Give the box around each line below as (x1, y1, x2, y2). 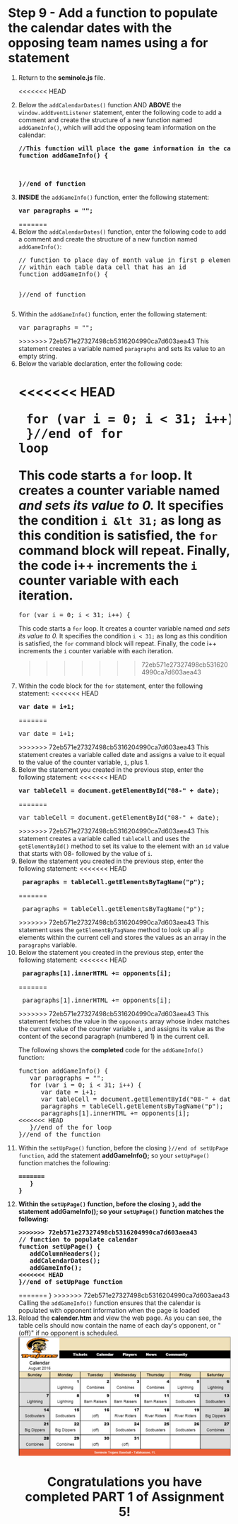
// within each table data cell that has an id (18, 263, 186, 271)
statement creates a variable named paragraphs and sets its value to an (18, 344, 225, 352)
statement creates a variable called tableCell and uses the (18, 834, 190, 843)
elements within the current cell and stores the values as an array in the (18, 933, 227, 941)
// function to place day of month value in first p (18, 256, 206, 264)
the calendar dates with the (8, 20, 172, 36)
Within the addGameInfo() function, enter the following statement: (18, 309, 208, 319)
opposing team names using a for (8, 35, 208, 51)
